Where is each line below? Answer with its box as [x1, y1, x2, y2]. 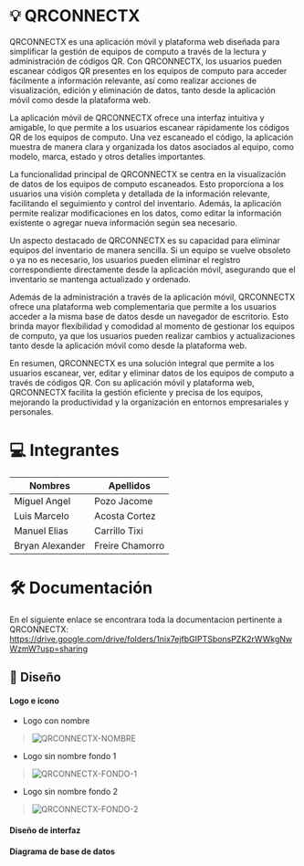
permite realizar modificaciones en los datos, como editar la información [9, 207, 282, 218]
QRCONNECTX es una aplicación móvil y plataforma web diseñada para [9, 36, 280, 47]
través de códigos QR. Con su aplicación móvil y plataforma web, [9, 376, 256, 388]
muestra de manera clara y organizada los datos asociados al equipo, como [9, 141, 295, 152]
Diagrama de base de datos [9, 846, 116, 857]
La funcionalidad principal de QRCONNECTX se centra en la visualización [9, 168, 286, 179]
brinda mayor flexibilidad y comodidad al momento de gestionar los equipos [9, 321, 295, 332]
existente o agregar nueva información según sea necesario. [9, 216, 237, 228]
